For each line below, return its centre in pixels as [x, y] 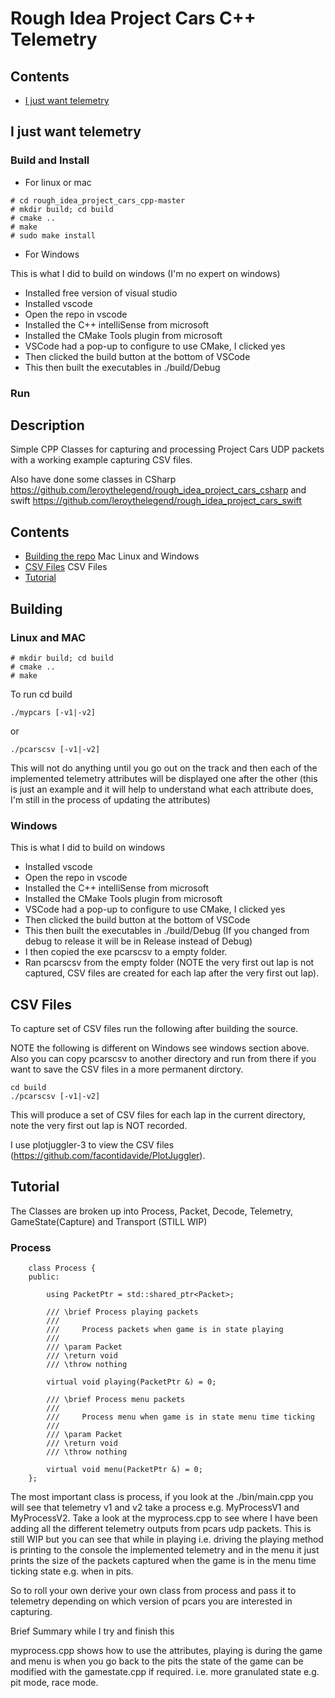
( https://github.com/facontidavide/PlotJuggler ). [108, 1156]
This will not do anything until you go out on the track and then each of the [164, 768]
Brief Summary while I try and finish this [92, 1631]
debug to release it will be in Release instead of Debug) [138, 941]
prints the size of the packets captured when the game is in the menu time [163, 1561]
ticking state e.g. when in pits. [72, 1571]
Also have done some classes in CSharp [93, 479]
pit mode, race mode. [54, 1683]
